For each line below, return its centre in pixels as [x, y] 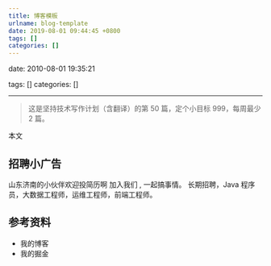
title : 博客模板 [33, 16]
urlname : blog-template [48, 23]
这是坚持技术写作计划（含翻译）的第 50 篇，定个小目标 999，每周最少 [144, 109]
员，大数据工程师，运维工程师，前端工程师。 [83, 194]
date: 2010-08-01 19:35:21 [52, 69]
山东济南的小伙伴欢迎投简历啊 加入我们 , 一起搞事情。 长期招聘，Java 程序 [132, 184]
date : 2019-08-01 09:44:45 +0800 [65, 31]
